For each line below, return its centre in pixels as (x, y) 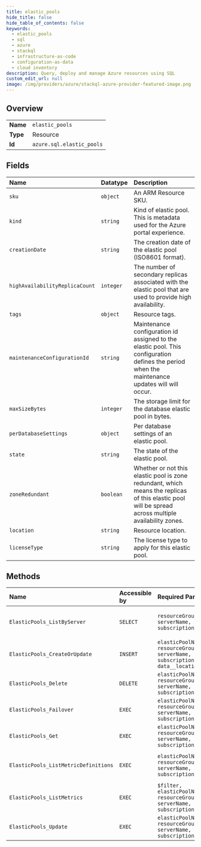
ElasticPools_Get (34, 736)
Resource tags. (155, 314)
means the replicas (160, 490)
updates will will (156, 384)
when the (147, 369)
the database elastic (162, 409)
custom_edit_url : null (34, 79)
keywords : (19, 29)
